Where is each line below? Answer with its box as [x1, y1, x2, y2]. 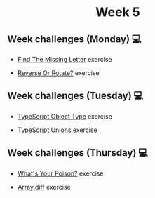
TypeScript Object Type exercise [17, 112, 112, 120]
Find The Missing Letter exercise [17, 55, 112, 63]
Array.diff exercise [17, 183, 72, 191]
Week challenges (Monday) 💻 [7, 33, 142, 45]
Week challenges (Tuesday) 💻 [7, 90, 144, 102]
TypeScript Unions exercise [17, 126, 97, 134]
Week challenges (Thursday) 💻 [7, 147, 149, 159]
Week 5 [95, 4, 140, 20]
